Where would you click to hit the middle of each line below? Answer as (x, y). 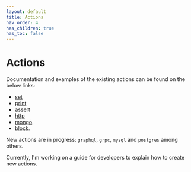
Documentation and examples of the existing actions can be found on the (96, 79)
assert (23, 109)
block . (22, 128)
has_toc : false (25, 34)
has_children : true (30, 28)
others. (15, 146)
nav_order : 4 (22, 22)
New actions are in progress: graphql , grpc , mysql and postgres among (92, 140)
